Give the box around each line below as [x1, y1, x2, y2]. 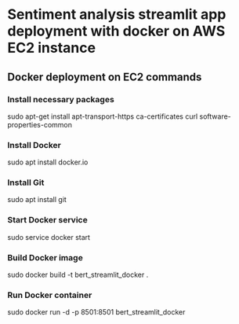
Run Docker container [7, 289, 92, 300]
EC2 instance [7, 39, 96, 57]
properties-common [7, 120, 72, 129]
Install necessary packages [7, 94, 114, 105]
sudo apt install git [7, 195, 67, 204]
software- [199, 112, 232, 121]
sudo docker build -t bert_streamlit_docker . [7, 270, 149, 280]
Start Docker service [7, 215, 88, 226]
